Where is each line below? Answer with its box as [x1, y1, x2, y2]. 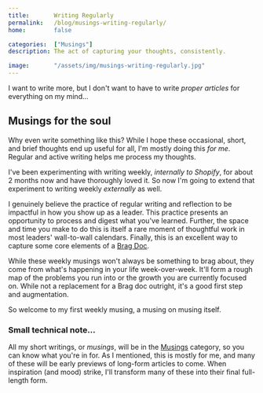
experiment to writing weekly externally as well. [8, 184, 163, 193]
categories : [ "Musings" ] [8, 40, 93, 48]
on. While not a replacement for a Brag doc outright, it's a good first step [8, 281, 243, 291]
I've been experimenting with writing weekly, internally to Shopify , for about [8, 167, 254, 177]
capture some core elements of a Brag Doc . [8, 241, 150, 250]
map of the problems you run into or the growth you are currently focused [8, 273, 247, 282]
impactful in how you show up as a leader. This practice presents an [8, 208, 228, 217]
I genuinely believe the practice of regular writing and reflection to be [8, 199, 232, 208]
